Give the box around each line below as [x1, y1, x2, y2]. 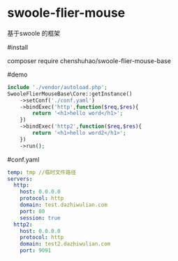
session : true [20, 214, 61, 222]
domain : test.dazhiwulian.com [20, 201, 108, 208]
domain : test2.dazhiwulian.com [20, 241, 111, 248]
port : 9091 [20, 247, 52, 254]
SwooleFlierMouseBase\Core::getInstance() [7, 90, 133, 98]
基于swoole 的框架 [7, 29, 61, 37]
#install [7, 43, 29, 51]
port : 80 [20, 208, 45, 215]
